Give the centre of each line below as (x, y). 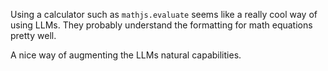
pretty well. (33, 35)
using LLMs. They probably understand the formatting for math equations (161, 25)
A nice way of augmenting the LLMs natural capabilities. (126, 55)
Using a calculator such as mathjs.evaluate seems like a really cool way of (164, 14)
